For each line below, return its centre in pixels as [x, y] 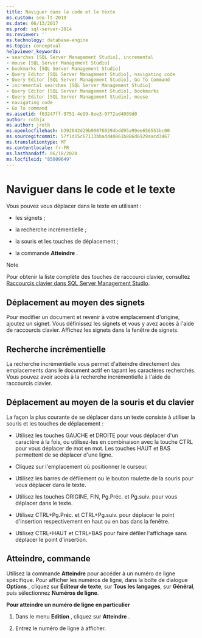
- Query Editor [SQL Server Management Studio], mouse [77, 97]
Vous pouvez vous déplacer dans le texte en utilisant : [74, 206]
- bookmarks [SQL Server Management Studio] [64, 68]
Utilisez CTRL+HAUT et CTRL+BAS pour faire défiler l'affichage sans [101, 533]
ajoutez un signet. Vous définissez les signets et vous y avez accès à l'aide [100, 324]
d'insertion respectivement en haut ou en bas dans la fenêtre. [92, 521]
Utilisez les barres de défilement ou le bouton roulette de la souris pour [104, 478]
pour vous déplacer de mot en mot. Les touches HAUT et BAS [93, 448]
